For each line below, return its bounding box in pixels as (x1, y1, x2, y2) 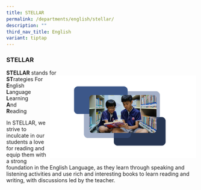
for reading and (6, 145, 45, 152)
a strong (6, 158, 27, 165)
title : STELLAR (6, 10, 45, 16)
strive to (6, 126, 27, 133)
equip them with (6, 151, 46, 159)
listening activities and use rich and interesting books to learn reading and (6, 170, 190, 177)
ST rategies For (6, 76, 43, 83)
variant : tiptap (6, 35, 47, 41)
